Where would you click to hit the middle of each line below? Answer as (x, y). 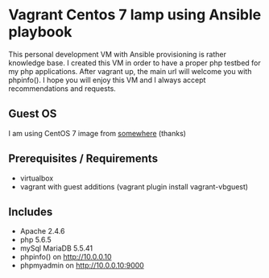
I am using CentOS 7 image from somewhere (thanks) (97, 133)
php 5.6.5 (36, 240)
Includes (31, 212)
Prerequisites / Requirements (83, 159)
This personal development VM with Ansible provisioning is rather (118, 54)
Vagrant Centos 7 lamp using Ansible (135, 15)
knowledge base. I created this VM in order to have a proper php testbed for (135, 63)
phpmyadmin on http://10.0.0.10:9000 (82, 266)
